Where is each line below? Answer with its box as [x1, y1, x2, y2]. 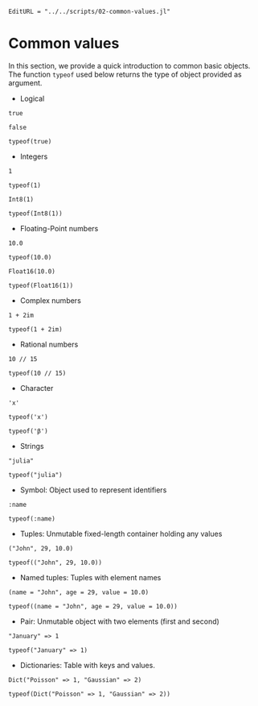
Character [19, 383, 54, 392]
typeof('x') [8, 413, 48, 421]
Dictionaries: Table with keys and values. [19, 660, 155, 670]
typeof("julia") [8, 471, 63, 479]
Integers [19, 152, 48, 161]
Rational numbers [19, 339, 79, 349]
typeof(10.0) [8, 253, 52, 261]
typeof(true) [8, 137, 52, 145]
